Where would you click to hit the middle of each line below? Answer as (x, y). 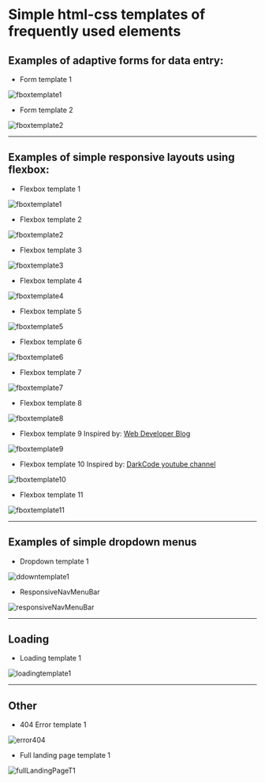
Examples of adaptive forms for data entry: (116, 60)
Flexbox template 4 (51, 280)
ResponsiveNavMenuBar (60, 592)
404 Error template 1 (53, 725)
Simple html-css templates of (107, 15)
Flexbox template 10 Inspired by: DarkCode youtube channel (118, 464)
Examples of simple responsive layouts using (121, 157)
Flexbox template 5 (50, 311)
